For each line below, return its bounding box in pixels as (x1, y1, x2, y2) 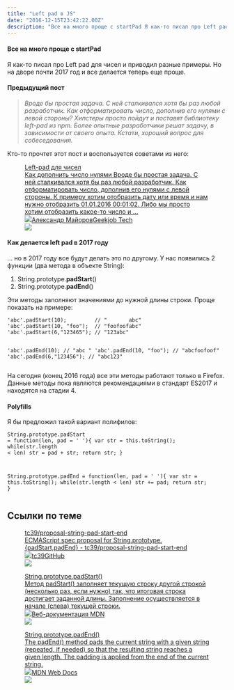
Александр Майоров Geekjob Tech (31, 215, 133, 224)
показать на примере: (7, 303, 73, 311)
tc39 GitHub (31, 551, 65, 560)
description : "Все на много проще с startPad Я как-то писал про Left (7, 23, 217, 30)
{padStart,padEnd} (24, 543, 79, 551)
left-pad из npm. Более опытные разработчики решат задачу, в (24, 121, 214, 130)
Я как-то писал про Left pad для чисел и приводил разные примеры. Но (7, 60, 221, 68)
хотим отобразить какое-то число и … (24, 207, 139, 216)
